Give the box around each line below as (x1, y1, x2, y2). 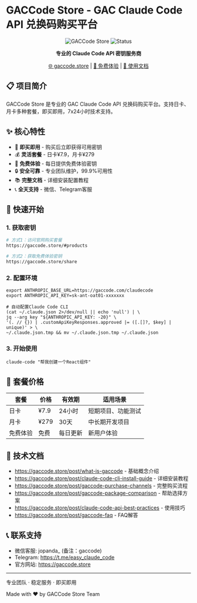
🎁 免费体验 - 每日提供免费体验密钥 (14, 160, 97, 167)
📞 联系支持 (6, 530, 42, 541)
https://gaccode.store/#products (6, 243, 88, 249)
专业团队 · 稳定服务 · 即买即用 (6, 578, 77, 585)
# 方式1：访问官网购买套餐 (6, 237, 63, 243)
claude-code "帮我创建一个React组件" (6, 359, 91, 365)
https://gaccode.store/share (6, 259, 77, 264)
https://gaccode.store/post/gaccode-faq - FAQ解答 (14, 511, 138, 518)
